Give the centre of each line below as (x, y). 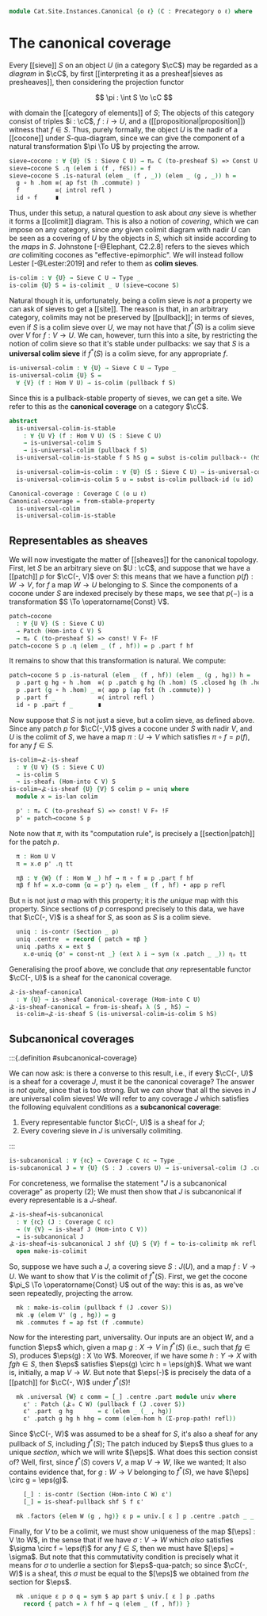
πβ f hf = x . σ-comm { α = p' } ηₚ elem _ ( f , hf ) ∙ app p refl (121, 885)
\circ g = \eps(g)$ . (39, 1480)
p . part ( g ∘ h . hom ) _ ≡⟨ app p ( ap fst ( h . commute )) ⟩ (114, 690)
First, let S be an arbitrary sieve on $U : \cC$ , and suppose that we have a (130, 568)
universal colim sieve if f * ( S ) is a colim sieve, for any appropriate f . (118, 353)
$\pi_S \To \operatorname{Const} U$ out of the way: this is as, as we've (126, 1285)
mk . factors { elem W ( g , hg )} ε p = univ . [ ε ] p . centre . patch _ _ (135, 1516)
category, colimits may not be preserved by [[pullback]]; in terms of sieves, (132, 317)
